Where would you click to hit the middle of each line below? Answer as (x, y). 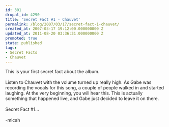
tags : (11, 48)
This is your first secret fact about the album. (52, 72)
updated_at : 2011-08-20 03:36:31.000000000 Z (54, 34)
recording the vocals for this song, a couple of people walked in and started (85, 88)
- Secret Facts (21, 52)
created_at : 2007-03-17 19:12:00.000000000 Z (54, 29)
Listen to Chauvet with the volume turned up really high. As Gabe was (78, 82)
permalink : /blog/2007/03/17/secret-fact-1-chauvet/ (62, 24)
